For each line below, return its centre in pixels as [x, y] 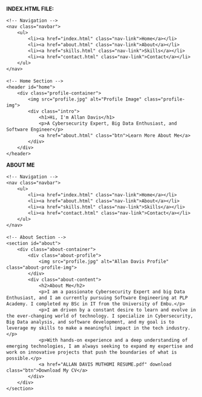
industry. [178, 328]
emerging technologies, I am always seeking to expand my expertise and [100, 346]
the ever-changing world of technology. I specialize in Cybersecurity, [100, 316]
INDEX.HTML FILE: [30, 9]
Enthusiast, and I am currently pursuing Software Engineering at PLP [97, 298]
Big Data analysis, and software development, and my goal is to [90, 322]
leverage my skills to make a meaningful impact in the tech [85, 328]
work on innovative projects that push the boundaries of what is [92, 352]
